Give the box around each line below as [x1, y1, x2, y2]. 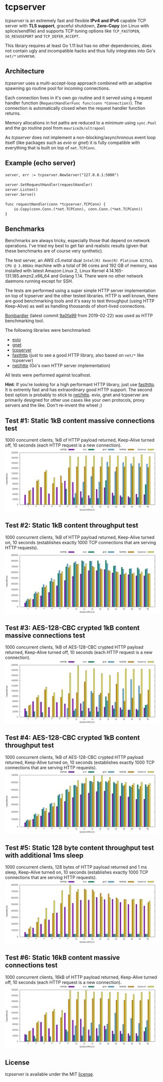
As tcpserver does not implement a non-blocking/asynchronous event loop [5, 134, 156, 140]
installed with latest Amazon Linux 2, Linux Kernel [5, 268, 105, 274]
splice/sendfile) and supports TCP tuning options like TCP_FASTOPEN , [5, 28, 141, 34]
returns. [5, 110, 21, 116]
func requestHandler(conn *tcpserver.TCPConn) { [5, 202, 106, 206]
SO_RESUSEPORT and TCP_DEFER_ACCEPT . [5, 33, 80, 39]
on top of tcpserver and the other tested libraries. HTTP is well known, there [5, 293, 158, 299]
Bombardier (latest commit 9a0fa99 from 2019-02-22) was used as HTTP [5, 313, 153, 319]
